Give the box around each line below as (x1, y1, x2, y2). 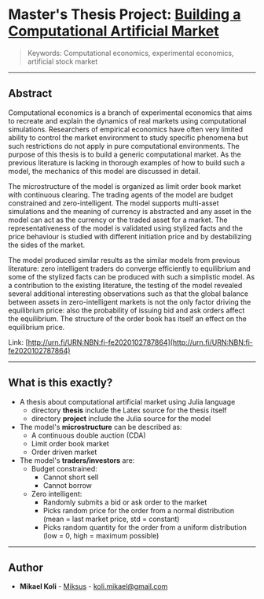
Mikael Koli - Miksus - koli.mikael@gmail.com (19, 582, 168, 591)
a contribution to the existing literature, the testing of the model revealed (8, 280, 243, 290)
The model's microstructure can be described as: (19, 422, 182, 431)
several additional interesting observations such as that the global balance (8, 289, 249, 298)
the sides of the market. (8, 240, 86, 250)
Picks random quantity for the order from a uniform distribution (42, 522, 247, 532)
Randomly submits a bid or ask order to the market (42, 497, 207, 507)
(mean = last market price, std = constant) (42, 514, 180, 523)
